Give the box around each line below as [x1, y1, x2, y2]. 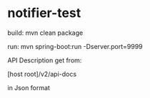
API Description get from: [7, 55, 82, 65]
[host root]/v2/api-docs [7, 70, 77, 78]
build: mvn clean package [7, 28, 84, 37]
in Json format [7, 83, 50, 92]
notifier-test [7, 5, 81, 21]
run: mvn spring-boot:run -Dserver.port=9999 [7, 42, 143, 50]
